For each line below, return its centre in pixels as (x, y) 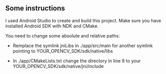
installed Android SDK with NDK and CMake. (52, 26)
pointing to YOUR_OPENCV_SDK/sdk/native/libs (63, 51)
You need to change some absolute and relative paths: (63, 35)
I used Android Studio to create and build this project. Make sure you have (83, 20)
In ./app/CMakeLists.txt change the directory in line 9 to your (77, 61)
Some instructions (35, 8)
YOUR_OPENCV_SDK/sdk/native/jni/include (58, 66)
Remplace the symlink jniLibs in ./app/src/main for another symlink (83, 46)
